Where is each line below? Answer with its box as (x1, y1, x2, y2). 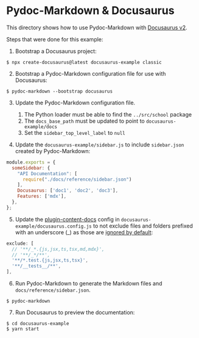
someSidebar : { (12, 165, 51, 171)
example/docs (24, 123, 58, 130)
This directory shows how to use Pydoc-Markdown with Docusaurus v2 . (6, 24, 187, 31)
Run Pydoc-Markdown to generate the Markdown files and (15, 280, 162, 287)
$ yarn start (6, 326, 40, 333)
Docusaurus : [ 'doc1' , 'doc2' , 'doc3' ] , (17, 187, 119, 194)
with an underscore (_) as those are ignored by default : (15, 228, 153, 236)
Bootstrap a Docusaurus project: (15, 47, 97, 55)
